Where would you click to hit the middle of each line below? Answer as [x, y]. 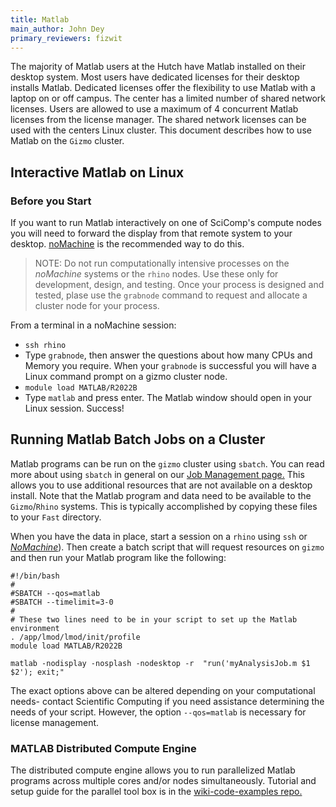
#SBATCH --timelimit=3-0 [62, 602]
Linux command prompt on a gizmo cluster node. [126, 377]
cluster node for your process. [97, 306]
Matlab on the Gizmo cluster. [67, 141]
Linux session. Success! [74, 408]
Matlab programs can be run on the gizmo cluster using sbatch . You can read [167, 463]
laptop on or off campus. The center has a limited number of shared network [168, 98]
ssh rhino [45, 346]
